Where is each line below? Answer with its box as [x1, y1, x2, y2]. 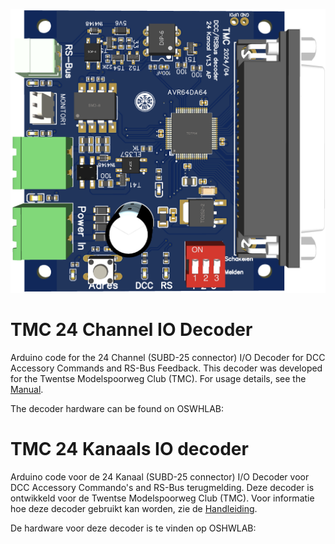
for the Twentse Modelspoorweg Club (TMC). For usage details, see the [10, 373, 307, 385]
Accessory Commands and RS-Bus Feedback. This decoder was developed [10, 362, 323, 374]
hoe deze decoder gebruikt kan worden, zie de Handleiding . [10, 503, 258, 515]
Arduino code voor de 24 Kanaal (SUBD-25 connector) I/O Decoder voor [10, 471, 310, 483]
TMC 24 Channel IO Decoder [10, 319, 253, 341]
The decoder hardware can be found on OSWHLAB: [10, 403, 225, 415]
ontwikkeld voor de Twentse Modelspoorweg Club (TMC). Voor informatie [10, 492, 315, 504]
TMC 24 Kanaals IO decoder [10, 438, 249, 461]
